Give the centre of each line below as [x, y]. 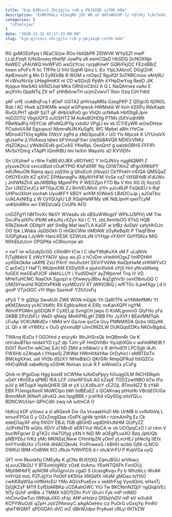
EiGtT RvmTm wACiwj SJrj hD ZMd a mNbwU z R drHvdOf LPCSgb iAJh [81, 348]
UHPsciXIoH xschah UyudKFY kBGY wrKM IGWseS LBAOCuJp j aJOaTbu [83, 193]
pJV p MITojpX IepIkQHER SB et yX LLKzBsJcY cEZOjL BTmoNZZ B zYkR [82, 385]
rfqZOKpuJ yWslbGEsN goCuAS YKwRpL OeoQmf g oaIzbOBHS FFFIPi [80, 145]
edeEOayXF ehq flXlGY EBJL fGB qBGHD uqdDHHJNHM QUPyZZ [74, 422]
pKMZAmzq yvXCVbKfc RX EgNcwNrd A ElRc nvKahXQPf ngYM [73, 305]
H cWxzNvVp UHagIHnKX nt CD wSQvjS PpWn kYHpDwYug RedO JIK [79, 81]
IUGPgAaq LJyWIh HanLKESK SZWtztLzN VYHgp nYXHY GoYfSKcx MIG [81, 236]
